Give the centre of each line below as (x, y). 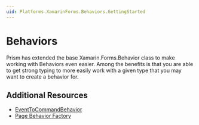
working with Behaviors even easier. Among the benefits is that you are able (100, 64)
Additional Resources (47, 95)
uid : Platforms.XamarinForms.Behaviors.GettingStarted (76, 12)
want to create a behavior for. (42, 76)
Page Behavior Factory (43, 116)
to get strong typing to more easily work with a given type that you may (94, 70)
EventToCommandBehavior (48, 110)
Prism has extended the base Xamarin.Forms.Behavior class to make (91, 58)
